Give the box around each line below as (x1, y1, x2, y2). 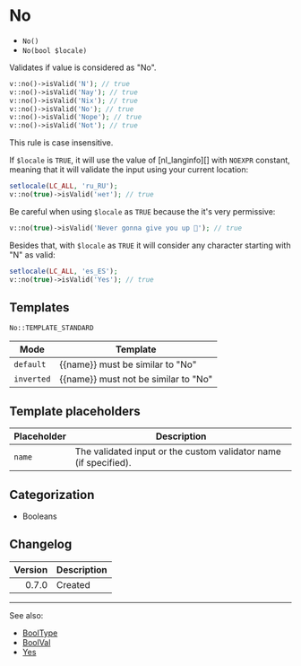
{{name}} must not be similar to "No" (59, 373, 213, 386)
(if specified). (74, 457, 132, 469)
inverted (13, 374, 51, 384)
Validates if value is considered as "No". (9, 62, 157, 73)
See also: (9, 609, 44, 620)
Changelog (9, 537, 73, 552)
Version (13, 563, 48, 575)
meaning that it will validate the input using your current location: (9, 164, 249, 175)
